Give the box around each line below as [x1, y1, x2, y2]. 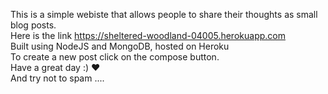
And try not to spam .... [10, 72, 105, 84]
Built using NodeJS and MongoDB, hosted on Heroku [10, 40, 230, 52]
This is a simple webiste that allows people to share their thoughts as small [10, 9, 318, 20]
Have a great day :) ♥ [10, 62, 101, 73]
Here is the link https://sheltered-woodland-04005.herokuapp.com [10, 30, 286, 41]
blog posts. [10, 19, 57, 31]
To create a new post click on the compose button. [10, 51, 220, 63]
